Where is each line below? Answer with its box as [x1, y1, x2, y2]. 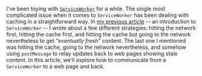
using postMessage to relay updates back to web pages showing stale [6, 50, 178, 57]
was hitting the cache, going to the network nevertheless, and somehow [6, 43, 186, 51]
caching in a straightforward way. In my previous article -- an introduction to [6, 18, 197, 25]
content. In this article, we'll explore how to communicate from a [6, 57, 166, 63]
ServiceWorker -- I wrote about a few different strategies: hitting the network [6, 24, 197, 31]
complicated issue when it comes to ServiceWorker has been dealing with [6, 11, 189, 19]
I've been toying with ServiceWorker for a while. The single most [6, 5, 166, 12]
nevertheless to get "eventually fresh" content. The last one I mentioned [6, 37, 186, 44]
